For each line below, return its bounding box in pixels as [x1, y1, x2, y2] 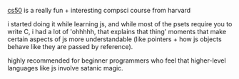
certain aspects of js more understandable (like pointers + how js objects [7, 35, 223, 43]
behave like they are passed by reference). [7, 43, 133, 51]
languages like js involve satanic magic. [7, 64, 123, 72]
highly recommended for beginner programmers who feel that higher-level [7, 56, 226, 65]
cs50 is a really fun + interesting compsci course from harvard [7, 6, 191, 14]
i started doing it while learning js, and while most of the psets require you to [7, 20, 233, 28]
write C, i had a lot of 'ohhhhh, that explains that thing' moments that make [7, 28, 227, 36]
